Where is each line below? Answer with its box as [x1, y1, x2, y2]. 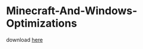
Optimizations [6, 17, 77, 30]
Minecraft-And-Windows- [6, 4, 138, 18]
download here [6, 36, 43, 43]
